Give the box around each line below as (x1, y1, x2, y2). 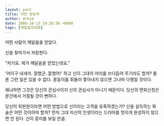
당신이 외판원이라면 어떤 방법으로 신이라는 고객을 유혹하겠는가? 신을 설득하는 (5, 104, 151, 109)
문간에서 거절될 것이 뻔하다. (5, 93, 58, 99)
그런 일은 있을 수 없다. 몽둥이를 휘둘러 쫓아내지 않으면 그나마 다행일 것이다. (10, 77, 153, 83)
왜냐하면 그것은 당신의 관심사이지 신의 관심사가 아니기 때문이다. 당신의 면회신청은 (5, 87, 160, 93)
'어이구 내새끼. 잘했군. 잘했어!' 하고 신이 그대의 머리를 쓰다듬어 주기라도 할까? (5, 70, 152, 76)
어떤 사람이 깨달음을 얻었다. (5, 40, 58, 45)
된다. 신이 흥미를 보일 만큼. (15, 116, 67, 122)
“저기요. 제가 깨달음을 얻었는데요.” (5, 60, 70, 66)
